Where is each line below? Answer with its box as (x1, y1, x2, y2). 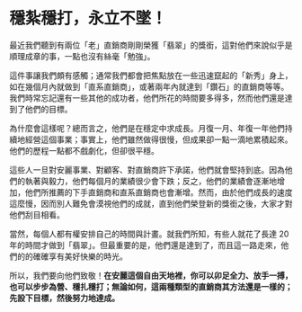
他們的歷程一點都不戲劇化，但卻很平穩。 (9, 145, 159, 156)
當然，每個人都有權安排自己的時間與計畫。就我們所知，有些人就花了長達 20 (9, 228, 289, 239)
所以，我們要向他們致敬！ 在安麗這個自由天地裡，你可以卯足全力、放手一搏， (9, 270, 293, 281)
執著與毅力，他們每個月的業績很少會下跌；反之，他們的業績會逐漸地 (24, 175, 277, 186)
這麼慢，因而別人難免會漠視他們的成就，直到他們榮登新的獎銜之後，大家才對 (9, 198, 293, 209)
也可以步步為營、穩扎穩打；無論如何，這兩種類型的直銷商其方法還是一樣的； (9, 281, 293, 292)
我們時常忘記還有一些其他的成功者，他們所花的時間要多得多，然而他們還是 (9, 92, 285, 103)
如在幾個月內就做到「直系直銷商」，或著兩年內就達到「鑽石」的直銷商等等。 (9, 81, 289, 92)
